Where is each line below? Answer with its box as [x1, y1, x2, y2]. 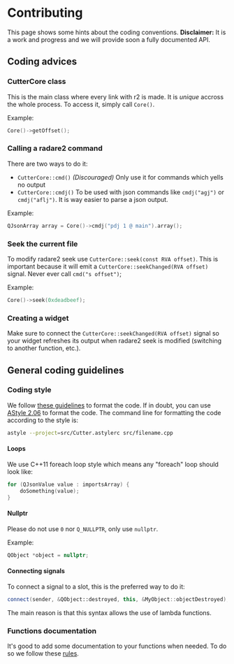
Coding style [7, 385, 52, 395]
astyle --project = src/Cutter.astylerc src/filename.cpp [7, 429, 173, 436]
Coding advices [7, 56, 78, 68]
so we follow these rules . [7, 649, 79, 658]
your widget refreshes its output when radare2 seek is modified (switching [7, 337, 222, 345]
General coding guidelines [7, 364, 124, 376]
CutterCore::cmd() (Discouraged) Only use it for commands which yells [17, 173, 224, 181]
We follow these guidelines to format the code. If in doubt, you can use [7, 400, 211, 410]
